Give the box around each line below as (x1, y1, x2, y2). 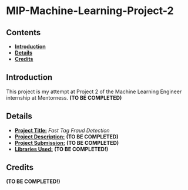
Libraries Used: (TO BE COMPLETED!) (14, 145, 109, 152)
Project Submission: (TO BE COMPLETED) (14, 139, 119, 146)
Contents (6, 28, 41, 38)
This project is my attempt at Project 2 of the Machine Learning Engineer (6, 88, 182, 95)
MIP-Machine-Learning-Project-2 (6, 4, 174, 18)
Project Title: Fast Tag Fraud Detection (14, 127, 110, 134)
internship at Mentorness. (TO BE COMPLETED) (6, 94, 122, 101)
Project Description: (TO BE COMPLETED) (14, 133, 119, 140)
